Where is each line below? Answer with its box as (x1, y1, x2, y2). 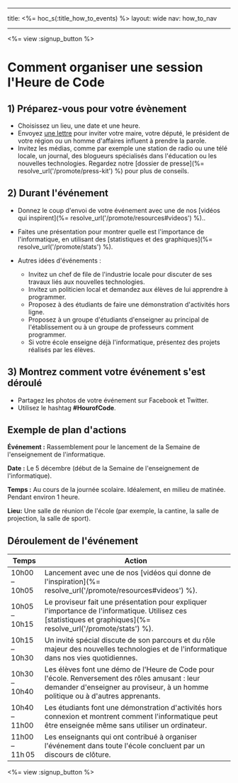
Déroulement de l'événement (7, 535, 139, 547)
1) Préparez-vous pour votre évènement (7, 102, 187, 114)
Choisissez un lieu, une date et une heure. (17, 121, 140, 130)
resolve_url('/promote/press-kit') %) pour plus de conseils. (17, 167, 189, 175)
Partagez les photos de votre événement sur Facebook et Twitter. (17, 395, 209, 405)
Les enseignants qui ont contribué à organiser (45, 732, 198, 742)
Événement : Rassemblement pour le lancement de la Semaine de (7, 443, 200, 451)
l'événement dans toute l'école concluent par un (45, 741, 205, 751)
